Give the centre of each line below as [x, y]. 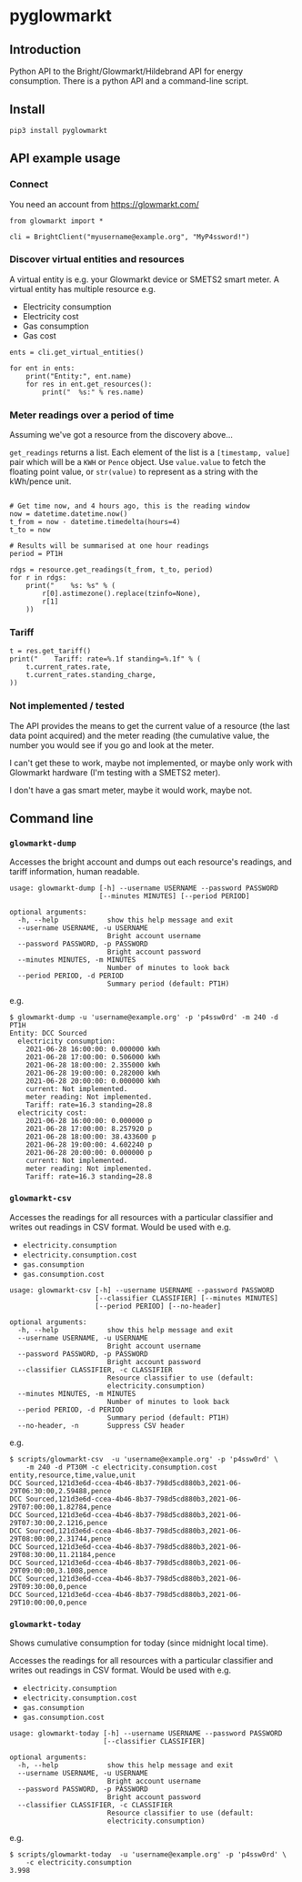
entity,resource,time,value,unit [73, 1475]
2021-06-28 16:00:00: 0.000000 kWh [93, 1049]
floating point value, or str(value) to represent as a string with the [134, 472]
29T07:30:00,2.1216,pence [58, 1523]
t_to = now [30, 530]
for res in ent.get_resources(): [89, 384]
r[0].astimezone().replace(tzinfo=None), [122, 594]
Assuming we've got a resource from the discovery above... [121, 435]
